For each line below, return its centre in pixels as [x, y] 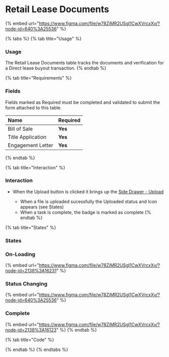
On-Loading [20, 254]
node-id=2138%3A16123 [31, 330]
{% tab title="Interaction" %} [35, 167]
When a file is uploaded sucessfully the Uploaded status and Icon [89, 201]
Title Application [27, 137]
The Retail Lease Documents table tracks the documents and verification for [85, 63]
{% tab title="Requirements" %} [38, 78]
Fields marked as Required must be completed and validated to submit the [83, 102]
